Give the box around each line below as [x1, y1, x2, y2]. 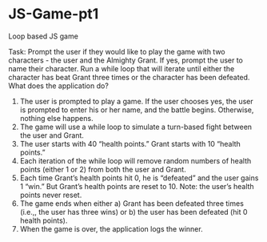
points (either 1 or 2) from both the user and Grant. [19, 164, 186, 174]
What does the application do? [8, 81, 110, 91]
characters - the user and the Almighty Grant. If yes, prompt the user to [8, 55, 244, 65]
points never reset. [19, 190, 82, 200]
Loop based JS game [8, 31, 78, 41]
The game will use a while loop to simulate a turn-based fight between [19, 122, 253, 131]
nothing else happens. [19, 113, 94, 123]
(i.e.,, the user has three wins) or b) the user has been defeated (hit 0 [19, 207, 248, 216]
